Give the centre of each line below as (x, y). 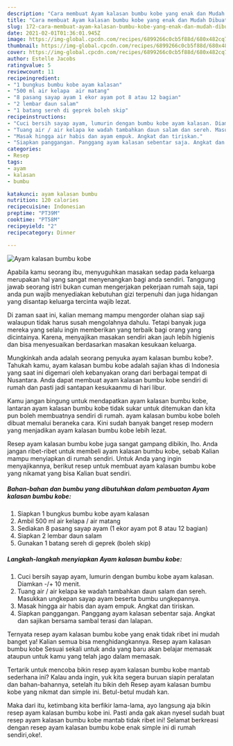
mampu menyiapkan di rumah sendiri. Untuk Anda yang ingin (94, 458)
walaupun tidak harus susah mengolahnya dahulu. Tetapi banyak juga (107, 322)
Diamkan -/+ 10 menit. (49, 584)
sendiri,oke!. (25, 735)
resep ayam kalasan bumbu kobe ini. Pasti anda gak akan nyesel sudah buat (116, 713)
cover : (17, 53)
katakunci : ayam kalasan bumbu (52, 194)
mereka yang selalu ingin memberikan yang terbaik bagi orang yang (104, 330)
